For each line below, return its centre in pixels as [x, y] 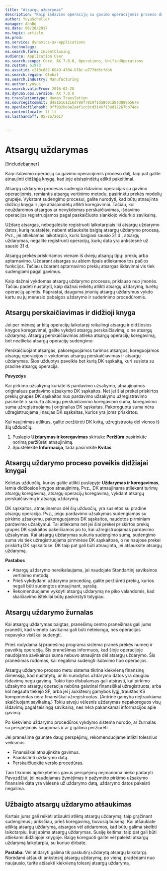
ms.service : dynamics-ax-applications [45, 42]
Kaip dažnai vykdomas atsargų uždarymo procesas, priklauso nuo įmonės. [81, 281]
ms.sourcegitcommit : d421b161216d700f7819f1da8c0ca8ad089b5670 [72, 103]
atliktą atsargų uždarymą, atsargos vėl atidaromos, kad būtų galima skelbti [81, 827]
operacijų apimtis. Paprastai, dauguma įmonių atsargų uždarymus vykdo [79, 291]
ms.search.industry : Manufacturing [42, 79]
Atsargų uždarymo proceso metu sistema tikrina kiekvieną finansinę [75, 670]
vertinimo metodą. [31, 576]
